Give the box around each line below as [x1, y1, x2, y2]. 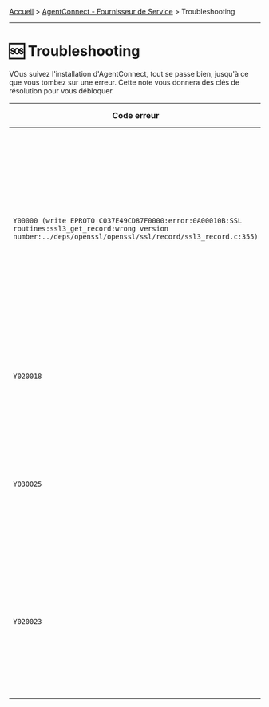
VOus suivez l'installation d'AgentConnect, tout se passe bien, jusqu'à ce [9, 69, 249, 78]
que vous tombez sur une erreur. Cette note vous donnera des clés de [9, 77, 240, 87]
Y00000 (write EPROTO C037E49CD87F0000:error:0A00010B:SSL [13, 215, 243, 225]
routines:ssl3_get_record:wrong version [13, 223, 168, 233]
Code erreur [112, 109, 160, 120]
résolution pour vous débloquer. [9, 85, 114, 95]
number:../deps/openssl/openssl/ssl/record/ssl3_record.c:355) [13, 231, 259, 241]
